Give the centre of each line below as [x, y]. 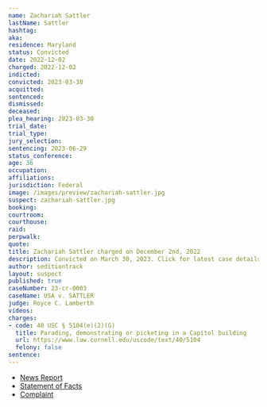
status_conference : [41, 156]
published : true [35, 281]
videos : [21, 310]
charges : [23, 318]
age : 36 [21, 163]
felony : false [39, 347]
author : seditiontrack [46, 267]
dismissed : [26, 104]
